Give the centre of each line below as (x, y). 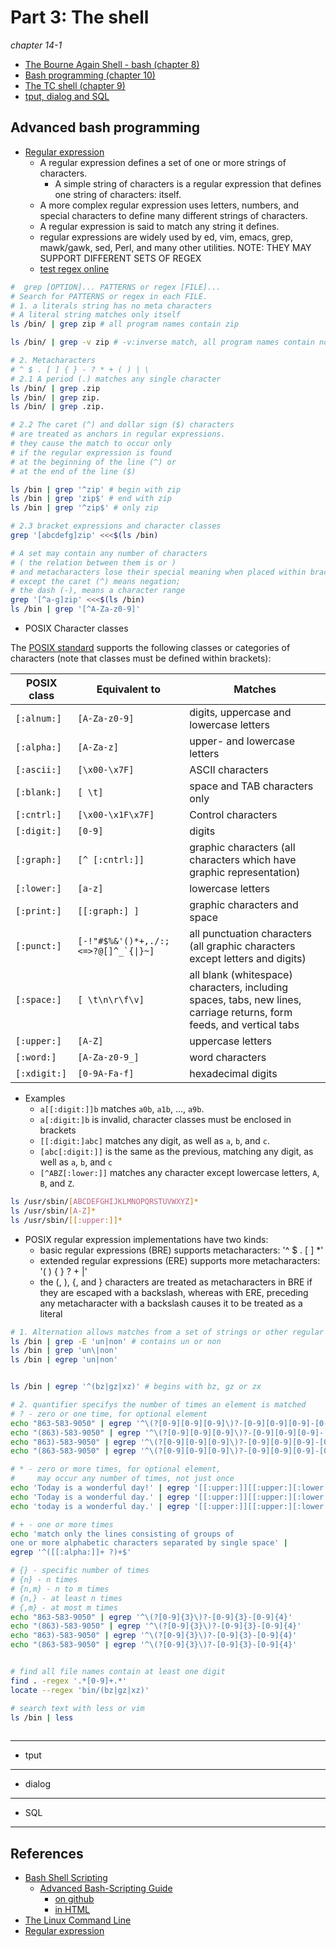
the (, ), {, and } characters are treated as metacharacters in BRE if (176, 1282)
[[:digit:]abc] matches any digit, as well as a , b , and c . (154, 1140)
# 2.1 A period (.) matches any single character (116, 379)
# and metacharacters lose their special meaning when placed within (158, 572)
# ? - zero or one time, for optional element (109, 1414)
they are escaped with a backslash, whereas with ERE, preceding (174, 1292)
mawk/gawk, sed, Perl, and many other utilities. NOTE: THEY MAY (175, 247)
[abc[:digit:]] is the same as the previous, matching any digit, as (176, 1151)
